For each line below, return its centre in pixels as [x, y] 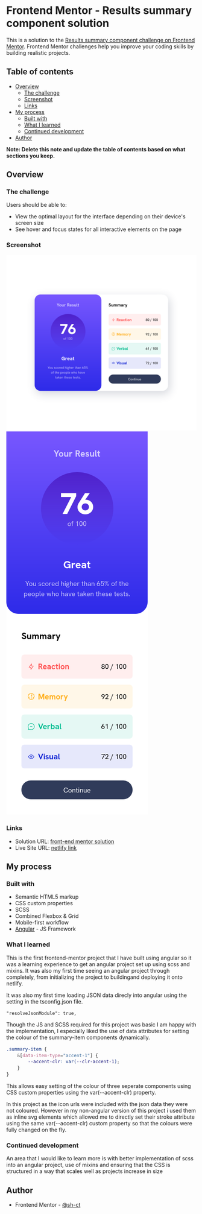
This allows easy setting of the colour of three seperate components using [99, 1086]
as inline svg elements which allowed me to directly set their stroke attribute [100, 1117]
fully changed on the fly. [36, 1130]
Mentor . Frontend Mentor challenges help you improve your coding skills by [100, 46]
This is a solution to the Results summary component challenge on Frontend [101, 40]
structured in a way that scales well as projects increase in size [84, 1171]
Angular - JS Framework [46, 929]
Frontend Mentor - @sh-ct [48, 1205]
